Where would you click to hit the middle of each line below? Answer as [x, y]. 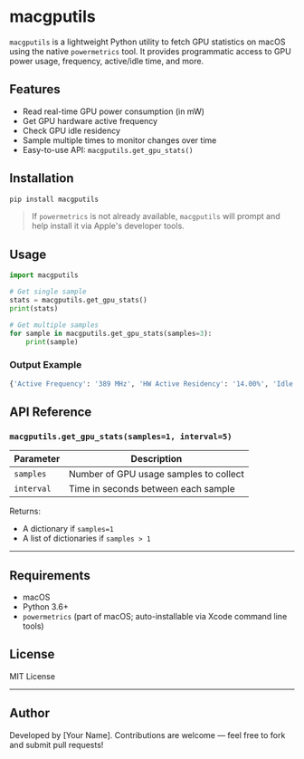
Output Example [46, 365]
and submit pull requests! [57, 745]
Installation [42, 178]
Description [157, 459]
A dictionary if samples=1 [68, 529]
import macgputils [44, 275]
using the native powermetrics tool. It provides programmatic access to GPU [150, 51]
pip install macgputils [54, 199]
